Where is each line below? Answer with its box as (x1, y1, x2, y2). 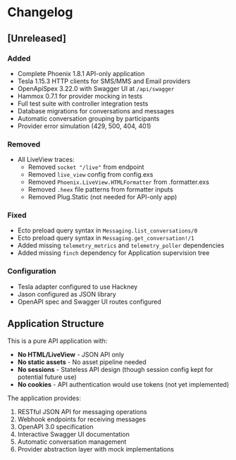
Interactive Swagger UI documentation (17, 430, 130, 438)
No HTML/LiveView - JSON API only (17, 350, 125, 359)
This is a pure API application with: (7, 336, 108, 345)
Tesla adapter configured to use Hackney (17, 282, 138, 291)
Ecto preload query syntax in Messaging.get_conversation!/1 (17, 234, 195, 242)
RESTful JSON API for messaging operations (17, 407, 147, 416)
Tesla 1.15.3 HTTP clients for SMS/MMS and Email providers (17, 77, 191, 85)
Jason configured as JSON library (17, 290, 116, 298)
